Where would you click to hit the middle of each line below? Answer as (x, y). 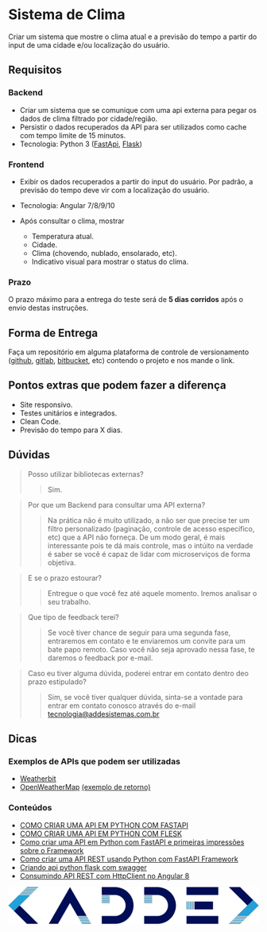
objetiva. (62, 563)
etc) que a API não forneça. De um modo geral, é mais (136, 537)
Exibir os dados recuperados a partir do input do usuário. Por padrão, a (136, 181)
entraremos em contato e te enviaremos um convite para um (147, 640)
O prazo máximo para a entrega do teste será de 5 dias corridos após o (126, 300)
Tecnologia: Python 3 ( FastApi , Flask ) (81, 144)
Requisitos (35, 70)
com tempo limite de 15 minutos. (73, 135)
